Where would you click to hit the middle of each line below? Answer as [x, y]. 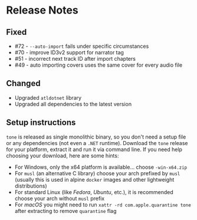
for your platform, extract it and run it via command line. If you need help [94, 149]
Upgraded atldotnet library [48, 97]
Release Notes [42, 10]
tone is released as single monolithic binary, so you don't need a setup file [96, 137]
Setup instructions [41, 122]
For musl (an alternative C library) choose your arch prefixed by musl [97, 173]
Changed [23, 83]
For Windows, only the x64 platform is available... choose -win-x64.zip [101, 167]
